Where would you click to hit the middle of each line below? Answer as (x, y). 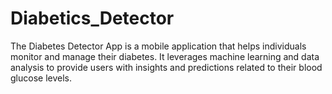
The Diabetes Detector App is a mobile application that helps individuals (158, 46)
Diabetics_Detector (92, 18)
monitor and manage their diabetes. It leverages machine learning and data (165, 56)
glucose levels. (41, 78)
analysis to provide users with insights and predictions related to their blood (166, 67)
